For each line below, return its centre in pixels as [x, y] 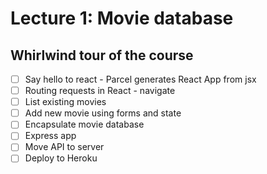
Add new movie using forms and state [103, 113]
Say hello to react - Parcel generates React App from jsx [140, 79]
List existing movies [65, 102]
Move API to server [64, 147]
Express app [50, 136]
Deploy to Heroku [61, 158]
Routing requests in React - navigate [100, 91]
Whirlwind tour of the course [102, 55]
